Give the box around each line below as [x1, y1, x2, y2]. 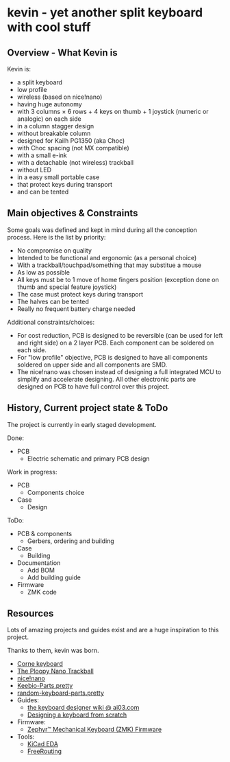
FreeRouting [27, 747, 62, 756]
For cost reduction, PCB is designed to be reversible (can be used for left [16, 331, 223, 339]
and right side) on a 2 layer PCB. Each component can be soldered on [16, 338, 214, 347]
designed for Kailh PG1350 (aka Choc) [16, 137, 125, 145]
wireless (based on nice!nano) [16, 93, 103, 101]
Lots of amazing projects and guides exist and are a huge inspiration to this [7, 626, 219, 634]
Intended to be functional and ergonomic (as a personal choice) [16, 253, 197, 262]
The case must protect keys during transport [16, 290, 144, 298]
